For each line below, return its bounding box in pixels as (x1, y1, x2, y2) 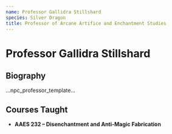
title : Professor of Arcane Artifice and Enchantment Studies (5, 20, 167, 26)
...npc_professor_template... (5, 86, 75, 94)
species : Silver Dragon (5, 15, 66, 21)
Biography (5, 71, 46, 81)
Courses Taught (5, 104, 68, 115)
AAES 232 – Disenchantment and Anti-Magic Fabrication (14, 121, 162, 128)
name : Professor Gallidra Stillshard (5, 9, 101, 15)
